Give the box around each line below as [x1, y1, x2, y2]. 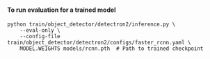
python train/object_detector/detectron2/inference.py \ [7, 21, 176, 28]
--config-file [19, 33, 60, 40]
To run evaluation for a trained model [7, 6, 116, 14]
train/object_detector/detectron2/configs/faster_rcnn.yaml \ [7, 39, 191, 47]
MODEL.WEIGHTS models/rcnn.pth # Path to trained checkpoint [19, 45, 204, 52]
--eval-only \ [19, 27, 60, 34]
